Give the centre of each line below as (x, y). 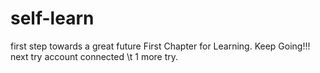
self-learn (52, 18)
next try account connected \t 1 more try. (94, 56)
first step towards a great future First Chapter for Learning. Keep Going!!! (160, 46)
